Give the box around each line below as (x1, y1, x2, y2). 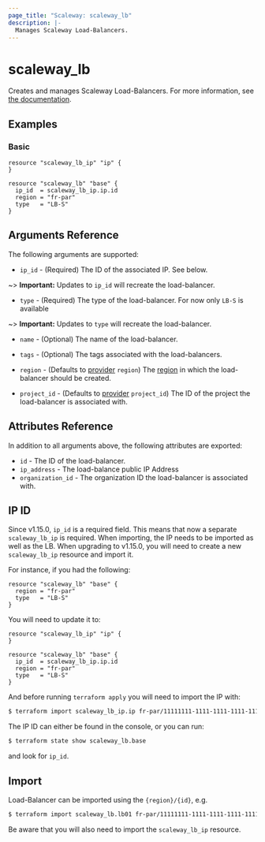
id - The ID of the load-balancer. (19, 456, 126, 465)
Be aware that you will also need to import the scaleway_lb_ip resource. (8, 825, 241, 834)
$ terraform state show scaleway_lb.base (8, 737, 147, 745)
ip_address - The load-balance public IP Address (19, 464, 179, 474)
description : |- (8, 19, 62, 27)
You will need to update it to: (8, 615, 101, 624)
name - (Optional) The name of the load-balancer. (19, 334, 178, 344)
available (19, 304, 49, 313)
